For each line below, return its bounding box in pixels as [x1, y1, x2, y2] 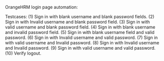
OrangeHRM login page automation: [5, 4, 78, 10]
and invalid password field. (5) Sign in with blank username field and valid [5, 30, 155, 35]
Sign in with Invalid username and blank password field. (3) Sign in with [5, 19, 150, 25]
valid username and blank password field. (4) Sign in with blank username [5, 24, 156, 30]
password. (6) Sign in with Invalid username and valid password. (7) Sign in [5, 34, 158, 40]
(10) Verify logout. [5, 50, 42, 56]
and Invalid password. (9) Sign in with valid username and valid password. [5, 45, 156, 51]
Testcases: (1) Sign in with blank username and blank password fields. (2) [5, 14, 155, 19]
